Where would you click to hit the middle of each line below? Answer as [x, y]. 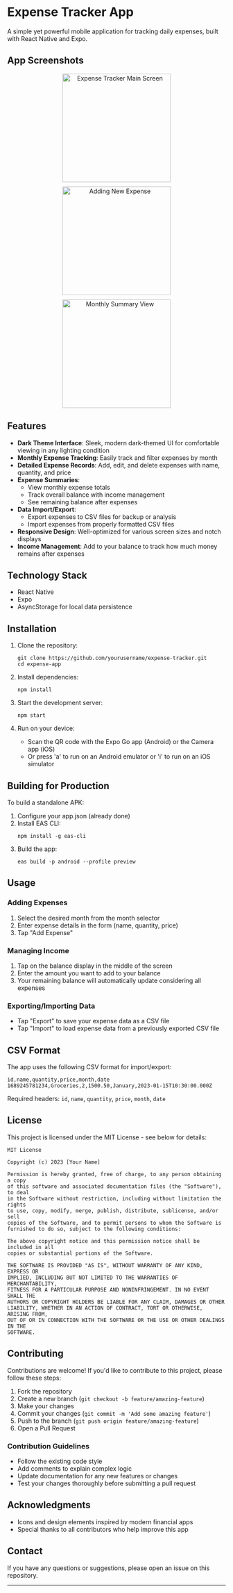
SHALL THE [21, 1296]
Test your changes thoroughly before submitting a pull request [106, 1483]
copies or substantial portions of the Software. [80, 1253]
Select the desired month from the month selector [88, 918]
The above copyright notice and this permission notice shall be [103, 1241]
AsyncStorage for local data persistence [75, 607]
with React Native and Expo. [48, 38]
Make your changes [45, 1406]
